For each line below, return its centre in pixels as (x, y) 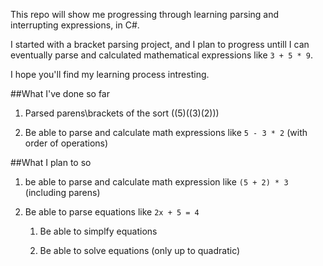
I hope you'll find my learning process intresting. (110, 74)
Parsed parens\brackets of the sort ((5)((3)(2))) (122, 113)
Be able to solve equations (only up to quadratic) (140, 250)
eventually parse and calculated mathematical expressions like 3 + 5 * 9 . (162, 55)
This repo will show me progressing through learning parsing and (145, 14)
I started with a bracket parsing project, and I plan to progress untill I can (160, 44)
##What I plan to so (51, 162)
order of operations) (66, 143)
